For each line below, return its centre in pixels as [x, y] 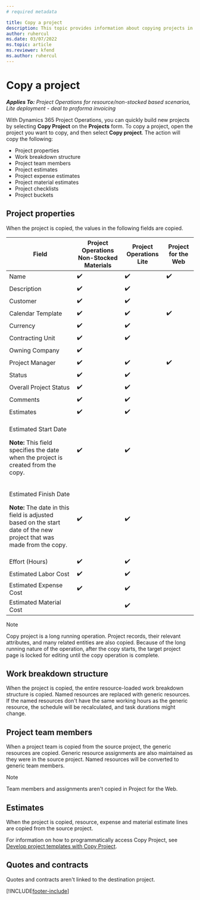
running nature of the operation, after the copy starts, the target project [93, 649]
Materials [98, 265]
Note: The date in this [39, 507]
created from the [33, 465]
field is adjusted [31, 515]
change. [16, 714]
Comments [24, 400]
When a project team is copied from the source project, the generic [89, 747]
